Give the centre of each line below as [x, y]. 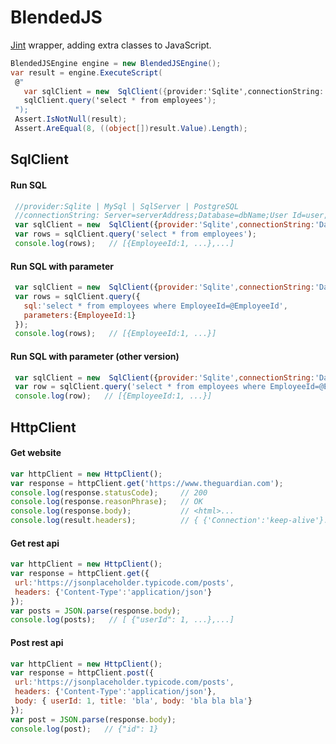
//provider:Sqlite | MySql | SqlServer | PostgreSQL [127, 206]
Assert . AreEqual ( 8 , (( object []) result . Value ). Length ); [131, 129]
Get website [36, 453]
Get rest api [35, 543]
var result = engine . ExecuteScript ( [86, 72]
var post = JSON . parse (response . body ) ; [93, 719]
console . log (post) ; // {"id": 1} [84, 729]
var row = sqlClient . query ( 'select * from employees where [140, 387]
